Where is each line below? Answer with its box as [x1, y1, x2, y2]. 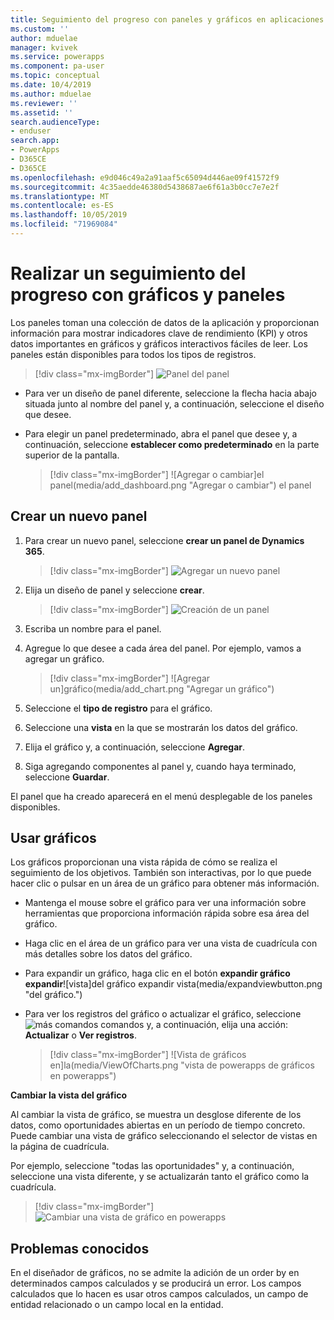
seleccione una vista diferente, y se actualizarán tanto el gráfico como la [10, 1171, 310, 1183]
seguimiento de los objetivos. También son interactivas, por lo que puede [10, 867, 312, 879]
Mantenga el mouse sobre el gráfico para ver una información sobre [24, 897, 307, 909]
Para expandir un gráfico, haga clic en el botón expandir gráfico [24, 967, 291, 980]
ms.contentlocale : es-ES [10, 201, 114, 211]
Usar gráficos [10, 830, 97, 847]
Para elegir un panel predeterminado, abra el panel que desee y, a [24, 427, 298, 440]
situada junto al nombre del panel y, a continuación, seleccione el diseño [24, 397, 325, 410]
